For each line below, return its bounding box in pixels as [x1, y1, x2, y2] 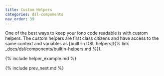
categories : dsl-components [5, 12, 64, 17]
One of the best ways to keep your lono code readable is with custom [5, 30, 148, 36]
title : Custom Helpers [5, 7, 52, 12]
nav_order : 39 [5, 16, 35, 21]
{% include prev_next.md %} [5, 65, 64, 71]
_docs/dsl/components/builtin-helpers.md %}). [5, 46, 102, 52]
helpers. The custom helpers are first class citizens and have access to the [5, 35, 159, 41]
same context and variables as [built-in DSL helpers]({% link [5, 41, 129, 47]
